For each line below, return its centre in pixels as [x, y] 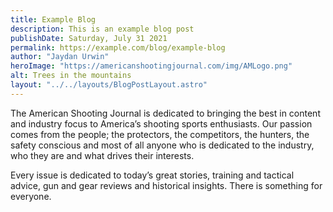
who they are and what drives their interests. [102, 155]
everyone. [31, 196]
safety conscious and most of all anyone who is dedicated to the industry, [162, 145]
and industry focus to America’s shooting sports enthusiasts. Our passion [161, 123]
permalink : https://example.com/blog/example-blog [118, 47]
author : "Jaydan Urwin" [60, 57]
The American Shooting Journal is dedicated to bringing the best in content [165, 113]
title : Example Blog [53, 19]
